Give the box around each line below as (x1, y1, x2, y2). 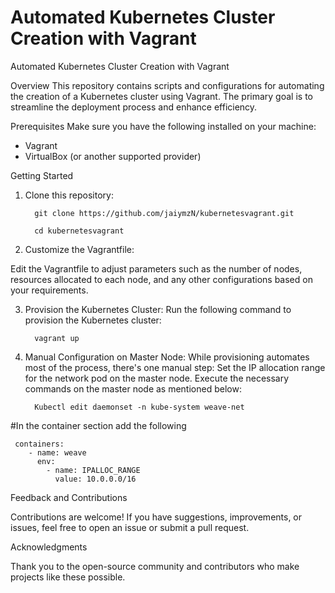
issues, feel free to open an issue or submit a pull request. (10, 521, 250, 533)
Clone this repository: (24, 189, 114, 201)
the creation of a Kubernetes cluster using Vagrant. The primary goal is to (10, 90, 313, 102)
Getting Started (10, 169, 74, 181)
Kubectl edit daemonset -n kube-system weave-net (34, 402, 245, 412)
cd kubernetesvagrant (34, 226, 125, 236)
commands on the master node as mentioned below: (24, 382, 242, 395)
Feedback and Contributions (10, 491, 128, 503)
